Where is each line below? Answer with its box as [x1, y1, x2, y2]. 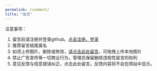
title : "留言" [5, 12, 33, 17]
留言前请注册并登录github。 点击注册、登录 [12, 36, 99, 42]
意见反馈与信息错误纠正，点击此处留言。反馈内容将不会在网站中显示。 [12, 61, 155, 67]
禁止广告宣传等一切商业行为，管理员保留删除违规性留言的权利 [12, 54, 138, 60]
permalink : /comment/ [5, 7, 50, 12]
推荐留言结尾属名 [12, 42, 47, 48]
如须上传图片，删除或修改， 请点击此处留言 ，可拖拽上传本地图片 [12, 48, 142, 54]
